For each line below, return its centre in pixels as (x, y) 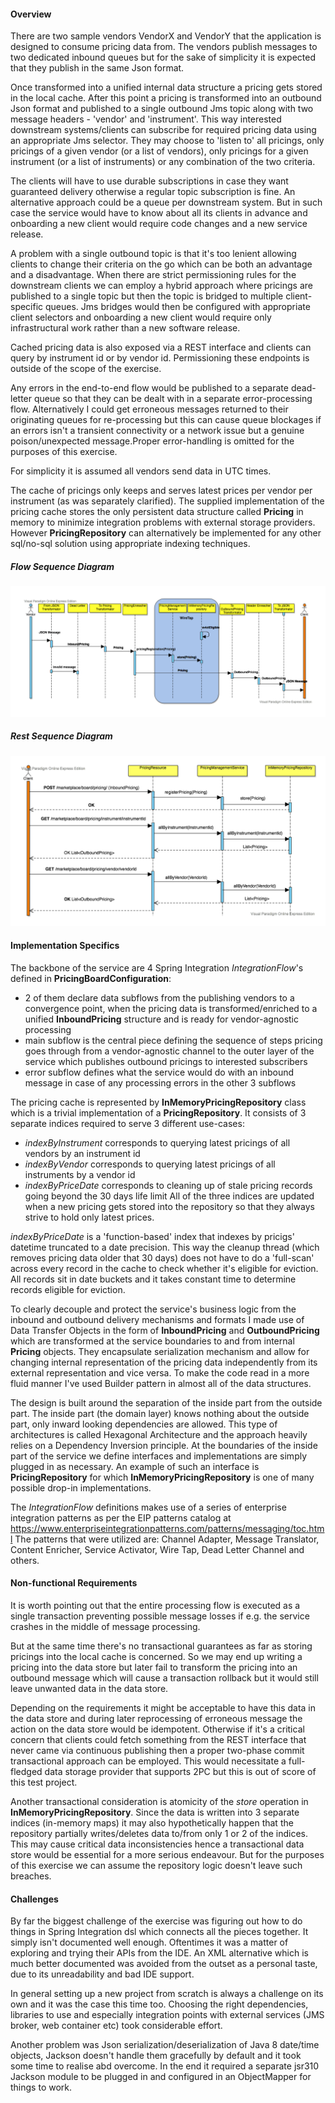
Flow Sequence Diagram (62, 566)
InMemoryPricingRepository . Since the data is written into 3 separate (155, 1812)
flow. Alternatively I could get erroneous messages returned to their (149, 409)
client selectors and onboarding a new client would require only (141, 317)
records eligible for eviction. (68, 1289)
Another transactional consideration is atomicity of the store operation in (159, 1801)
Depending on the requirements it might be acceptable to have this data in (163, 1707)
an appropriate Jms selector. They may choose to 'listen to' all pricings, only (167, 141)
